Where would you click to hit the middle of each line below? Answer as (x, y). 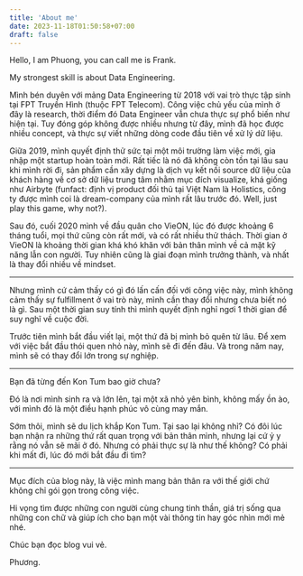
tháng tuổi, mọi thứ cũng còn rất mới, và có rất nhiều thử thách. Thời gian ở (148, 236)
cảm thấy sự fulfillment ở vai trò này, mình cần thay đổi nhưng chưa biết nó (148, 300)
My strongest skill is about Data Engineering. (92, 78)
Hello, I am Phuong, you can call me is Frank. (93, 60)
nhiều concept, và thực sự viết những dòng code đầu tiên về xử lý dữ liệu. (146, 134)
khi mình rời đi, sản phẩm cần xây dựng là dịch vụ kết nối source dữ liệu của (150, 170)
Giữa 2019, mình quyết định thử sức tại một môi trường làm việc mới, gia (143, 151)
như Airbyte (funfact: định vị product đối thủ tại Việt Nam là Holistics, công (148, 190)
